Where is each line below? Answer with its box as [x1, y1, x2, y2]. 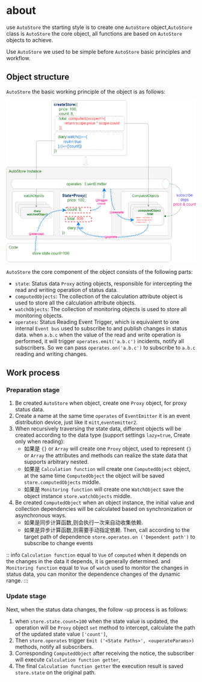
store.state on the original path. [14, 669, 96, 676]
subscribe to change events [23, 540, 93, 547]
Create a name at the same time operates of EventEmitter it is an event [14, 412, 191, 420]
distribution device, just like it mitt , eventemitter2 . [14, 418, 138, 426]
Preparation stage [6, 385, 60, 394]
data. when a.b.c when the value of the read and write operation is [14, 331, 182, 338]
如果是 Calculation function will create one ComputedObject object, [23, 466, 191, 473]
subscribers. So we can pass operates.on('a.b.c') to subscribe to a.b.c [14, 344, 196, 351]
